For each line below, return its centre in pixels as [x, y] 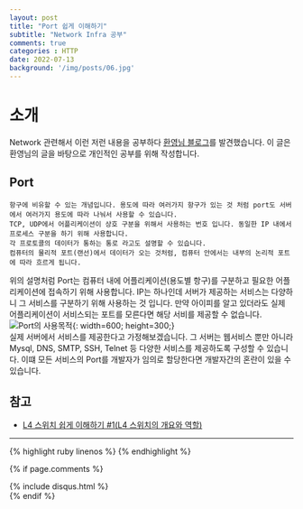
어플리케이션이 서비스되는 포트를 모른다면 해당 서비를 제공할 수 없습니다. [136, 314]
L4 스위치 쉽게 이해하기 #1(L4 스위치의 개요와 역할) [112, 425]
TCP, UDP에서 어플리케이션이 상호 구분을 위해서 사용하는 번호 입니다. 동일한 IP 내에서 [151, 224]
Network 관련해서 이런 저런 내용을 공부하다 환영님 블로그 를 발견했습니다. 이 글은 [150, 142]
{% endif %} [32, 496]
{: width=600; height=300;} [123, 325]
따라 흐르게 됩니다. [50, 263]
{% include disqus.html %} [59, 486]
